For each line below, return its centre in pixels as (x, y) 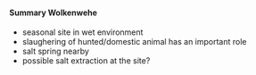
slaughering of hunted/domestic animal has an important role (134, 42)
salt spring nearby (55, 51)
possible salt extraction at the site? (86, 61)
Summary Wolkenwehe (54, 12)
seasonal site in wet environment (83, 32)
